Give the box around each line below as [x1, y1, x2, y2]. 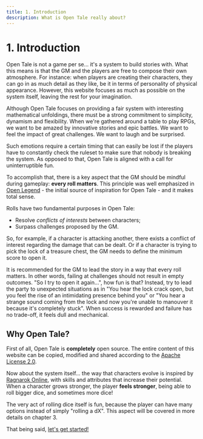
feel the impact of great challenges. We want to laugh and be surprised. [6, 131, 185, 138]
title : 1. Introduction [6, 9, 67, 15]
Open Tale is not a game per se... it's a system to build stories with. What [6, 61, 188, 68]
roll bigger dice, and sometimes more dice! [6, 389, 113, 396]
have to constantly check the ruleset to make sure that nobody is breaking [6, 149, 192, 156]
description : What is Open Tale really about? [6, 15, 126, 21]
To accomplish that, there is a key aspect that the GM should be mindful [6, 174, 186, 181]
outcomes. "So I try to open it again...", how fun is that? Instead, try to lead [6, 279, 192, 286]
